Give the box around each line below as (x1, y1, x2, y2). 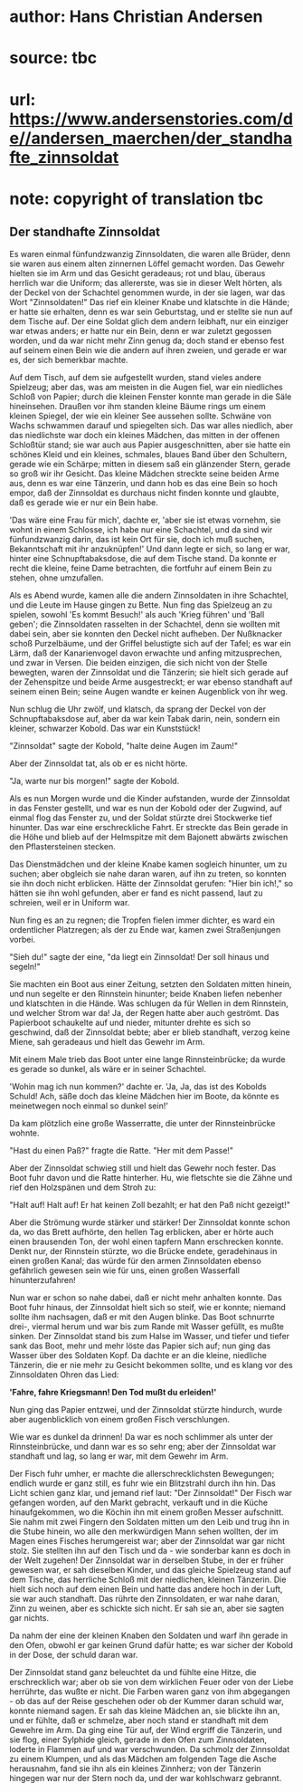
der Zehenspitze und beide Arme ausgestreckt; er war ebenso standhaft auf (9, 676, 293, 687)
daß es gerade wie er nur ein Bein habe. (9, 496, 158, 508)
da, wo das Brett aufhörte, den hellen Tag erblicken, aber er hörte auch (9, 1226, 274, 1237)
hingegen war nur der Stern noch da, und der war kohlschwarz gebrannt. (9, 1772, 282, 1783)
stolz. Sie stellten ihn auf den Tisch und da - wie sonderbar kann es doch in (9, 1545, 291, 1556)
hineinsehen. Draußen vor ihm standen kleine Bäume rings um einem (9, 400, 267, 411)
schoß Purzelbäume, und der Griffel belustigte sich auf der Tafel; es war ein (9, 637, 291, 648)
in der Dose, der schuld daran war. (9, 1649, 138, 1660)
